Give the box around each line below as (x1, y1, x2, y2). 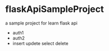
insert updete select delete (12, 40, 69, 46)
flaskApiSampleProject (5, 3, 104, 15)
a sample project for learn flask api (5, 20, 78, 26)
